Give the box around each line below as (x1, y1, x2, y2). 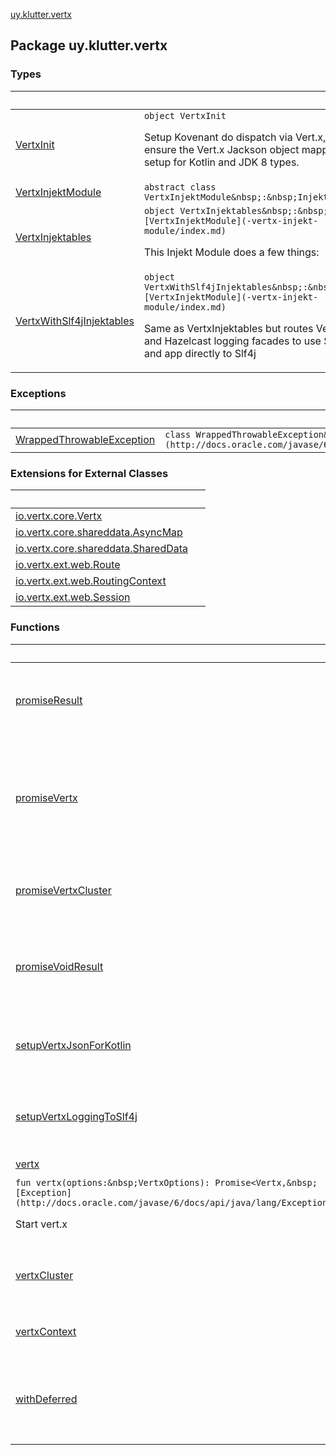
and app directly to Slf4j (143, 346, 257, 360)
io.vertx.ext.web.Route (15, 558, 121, 572)
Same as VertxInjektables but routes (143, 321, 314, 335)
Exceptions (10, 386, 67, 400)
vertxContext (15, 1324, 77, 1338)
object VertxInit (143, 110, 227, 121)
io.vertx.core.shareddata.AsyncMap (15, 525, 183, 539)
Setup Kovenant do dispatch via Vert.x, (143, 130, 327, 144)
